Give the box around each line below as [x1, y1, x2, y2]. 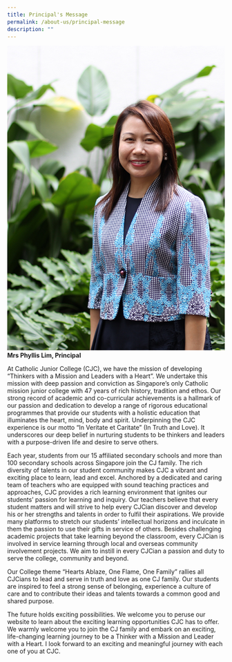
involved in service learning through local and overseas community [7, 540, 198, 548]
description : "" [7, 26, 54, 32]
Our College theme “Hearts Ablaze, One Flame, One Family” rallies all [7, 567, 204, 576]
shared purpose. [7, 597, 55, 605]
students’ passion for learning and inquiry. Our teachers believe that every [7, 495, 219, 504]
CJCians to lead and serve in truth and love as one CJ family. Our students [7, 575, 220, 583]
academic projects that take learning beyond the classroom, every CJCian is [7, 532, 224, 540]
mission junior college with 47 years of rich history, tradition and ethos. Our [7, 387, 222, 395]
